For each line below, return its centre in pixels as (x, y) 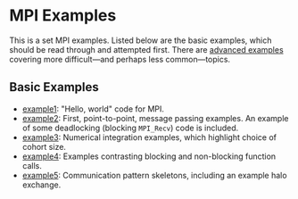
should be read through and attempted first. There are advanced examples (146, 49)
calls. (32, 165)
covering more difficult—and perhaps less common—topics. (120, 59)
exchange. (41, 185)
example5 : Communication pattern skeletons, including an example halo (154, 175)
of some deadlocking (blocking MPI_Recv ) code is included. (130, 128)
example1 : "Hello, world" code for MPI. (93, 109)
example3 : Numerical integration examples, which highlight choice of (149, 137)
